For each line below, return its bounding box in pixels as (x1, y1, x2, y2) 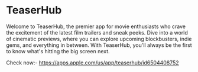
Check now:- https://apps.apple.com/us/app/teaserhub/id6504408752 (6, 59, 179, 66)
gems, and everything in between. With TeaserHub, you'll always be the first (6, 42, 192, 49)
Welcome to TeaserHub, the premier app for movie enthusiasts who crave (6, 23, 186, 30)
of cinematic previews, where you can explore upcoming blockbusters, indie (6, 35, 192, 42)
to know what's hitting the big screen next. (6, 47, 111, 54)
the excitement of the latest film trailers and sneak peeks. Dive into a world (6, 29, 188, 36)
